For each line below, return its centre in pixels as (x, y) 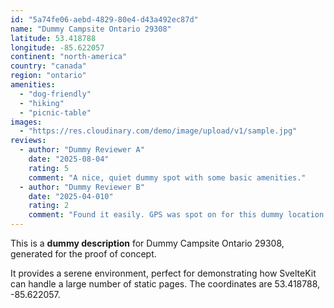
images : (26, 122)
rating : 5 (49, 168)
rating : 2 (49, 206)
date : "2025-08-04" (69, 159)
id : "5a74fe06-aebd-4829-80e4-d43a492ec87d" (104, 19)
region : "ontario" (48, 76)
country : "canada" (48, 66)
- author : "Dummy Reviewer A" (82, 150)
